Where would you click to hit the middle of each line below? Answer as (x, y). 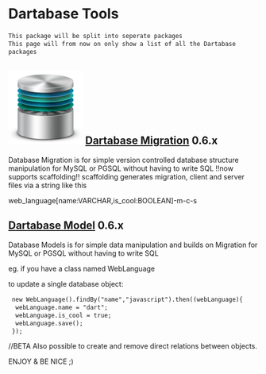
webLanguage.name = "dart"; (62, 307)
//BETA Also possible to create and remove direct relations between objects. (133, 345)
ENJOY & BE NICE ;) (41, 361)
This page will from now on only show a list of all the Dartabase (122, 44)
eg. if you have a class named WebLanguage (82, 268)
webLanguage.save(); (49, 323)
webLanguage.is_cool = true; (64, 315)
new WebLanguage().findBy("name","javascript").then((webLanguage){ (127, 299)
